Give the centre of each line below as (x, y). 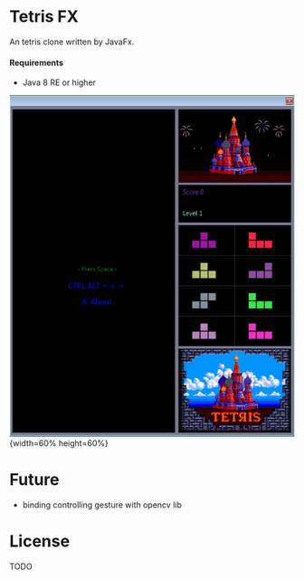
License (40, 541)
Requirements (37, 62)
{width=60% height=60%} (59, 443)
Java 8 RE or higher (59, 82)
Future (35, 479)
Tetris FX (44, 17)
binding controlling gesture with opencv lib (102, 505)
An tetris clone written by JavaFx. (72, 42)
